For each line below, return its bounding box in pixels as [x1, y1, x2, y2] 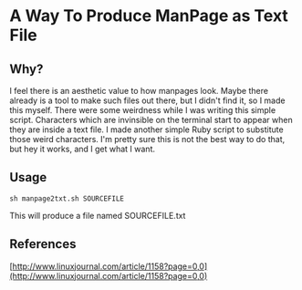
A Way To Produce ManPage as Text [9, 5, 289, 26]
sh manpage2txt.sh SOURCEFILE [9, 193, 125, 203]
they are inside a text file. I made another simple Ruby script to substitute [9, 124, 285, 135]
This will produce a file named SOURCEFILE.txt [9, 210, 186, 221]
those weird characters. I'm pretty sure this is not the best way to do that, [9, 134, 286, 144]
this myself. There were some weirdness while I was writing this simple [9, 105, 276, 115]
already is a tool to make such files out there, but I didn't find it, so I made [9, 95, 286, 106]
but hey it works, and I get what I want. [9, 143, 156, 154]
